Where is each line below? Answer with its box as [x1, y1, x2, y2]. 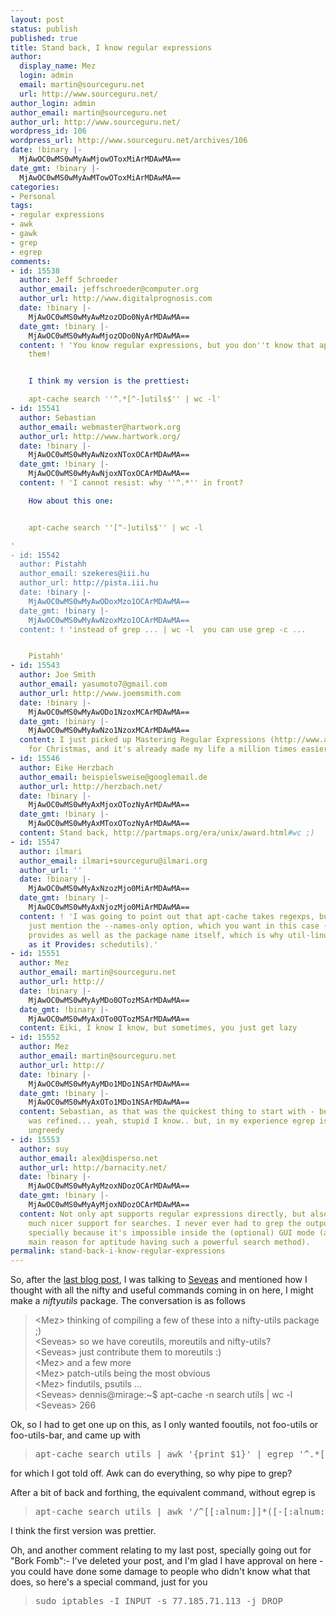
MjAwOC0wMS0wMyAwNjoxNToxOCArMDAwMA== [28, 469, 190, 479]
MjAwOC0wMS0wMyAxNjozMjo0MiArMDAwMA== [28, 902, 190, 912]
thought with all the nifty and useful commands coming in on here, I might [10, 1284, 314, 1296]
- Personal [10, 191, 56, 201]
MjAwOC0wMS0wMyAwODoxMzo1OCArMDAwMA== [28, 596, 190, 606]
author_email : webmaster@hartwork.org [19, 422, 182, 432]
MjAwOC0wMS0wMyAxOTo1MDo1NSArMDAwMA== [28, 1097, 190, 1108]
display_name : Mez [19, 61, 97, 71]
